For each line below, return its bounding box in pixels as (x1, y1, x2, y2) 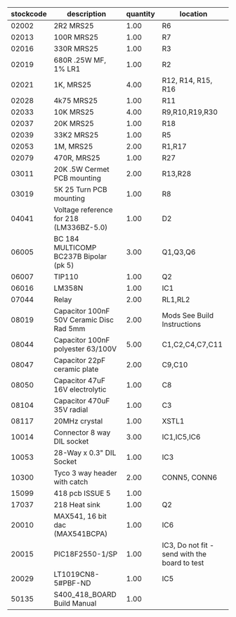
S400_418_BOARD (53, 590, 117, 599)
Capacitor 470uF (53, 396, 110, 406)
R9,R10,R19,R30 (162, 107, 218, 117)
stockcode (11, 9, 47, 18)
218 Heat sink (53, 500, 100, 509)
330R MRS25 (53, 44, 99, 54)
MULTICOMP (53, 243, 97, 252)
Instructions (162, 320, 202, 329)
